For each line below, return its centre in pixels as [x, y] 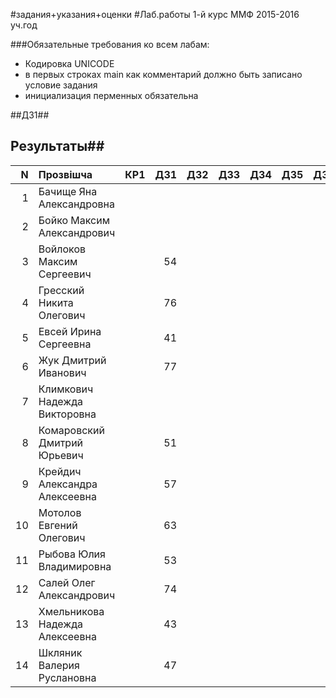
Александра [68, 484]
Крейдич [60, 471]
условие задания [61, 85]
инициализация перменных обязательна [111, 95]
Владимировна [75, 566]
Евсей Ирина [70, 331]
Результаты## [57, 146]
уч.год [24, 25]
